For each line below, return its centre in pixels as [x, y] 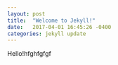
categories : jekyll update [47, 34]
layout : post [26, 14]
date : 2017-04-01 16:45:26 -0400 [59, 27]
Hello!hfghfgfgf [29, 54]
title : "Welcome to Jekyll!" [52, 20]
